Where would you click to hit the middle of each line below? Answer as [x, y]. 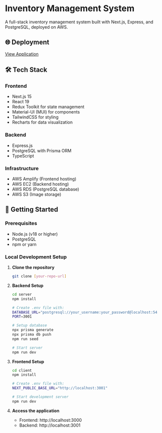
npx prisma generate [33, 330]
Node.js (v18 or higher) [35, 234]
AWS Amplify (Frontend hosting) [44, 179]
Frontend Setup [28, 361]
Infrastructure [22, 168]
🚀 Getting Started [32, 210]
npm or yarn [24, 244]
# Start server [27, 348]
